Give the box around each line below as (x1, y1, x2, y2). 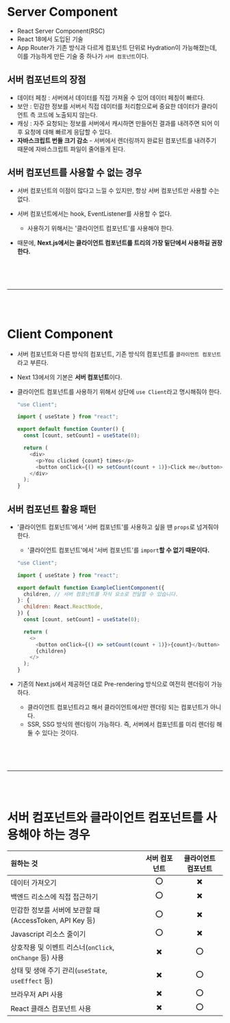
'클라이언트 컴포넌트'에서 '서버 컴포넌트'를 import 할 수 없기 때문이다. (27, 546, 210, 554)
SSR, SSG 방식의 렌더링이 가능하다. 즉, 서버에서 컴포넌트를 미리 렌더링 (27, 720, 216, 729)
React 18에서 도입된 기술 (16, 35, 84, 43)
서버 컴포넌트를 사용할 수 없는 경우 (7, 167, 142, 179)
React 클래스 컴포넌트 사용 (10, 1004, 92, 1013)
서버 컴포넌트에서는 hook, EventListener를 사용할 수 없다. (16, 210, 172, 218)
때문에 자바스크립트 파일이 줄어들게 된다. (16, 144, 125, 153)
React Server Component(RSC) (16, 27, 105, 35)
